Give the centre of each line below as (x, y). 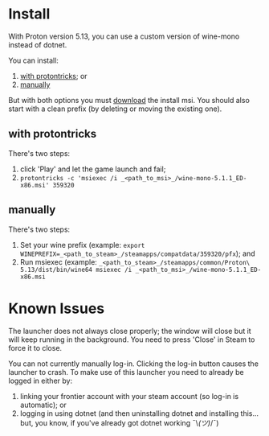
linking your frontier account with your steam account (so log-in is (129, 396)
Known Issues (57, 308)
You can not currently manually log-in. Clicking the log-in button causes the (134, 364)
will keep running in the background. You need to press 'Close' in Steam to (132, 339)
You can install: (33, 60)
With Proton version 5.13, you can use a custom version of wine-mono (124, 36)
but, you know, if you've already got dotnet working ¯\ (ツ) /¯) (119, 422)
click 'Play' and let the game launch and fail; (93, 169)
